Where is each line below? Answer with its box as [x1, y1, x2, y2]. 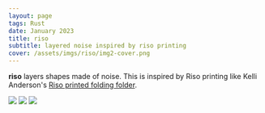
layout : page [8, 11, 53, 20]
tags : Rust [8, 19, 45, 27]
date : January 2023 [8, 27, 75, 35]
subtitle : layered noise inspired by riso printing [8, 42, 186, 50]
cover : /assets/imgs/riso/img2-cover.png [8, 49, 151, 57]
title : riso [8, 34, 49, 43]
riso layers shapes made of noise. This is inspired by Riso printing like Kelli [8, 72, 258, 81]
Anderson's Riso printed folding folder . [8, 80, 138, 90]
